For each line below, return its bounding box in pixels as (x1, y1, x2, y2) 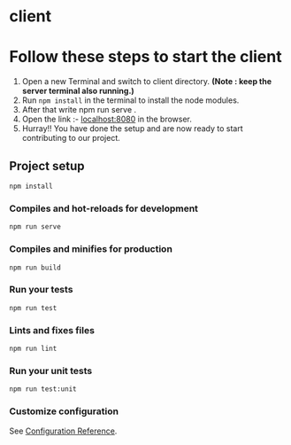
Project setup (9, 158, 86, 174)
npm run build (9, 263, 62, 272)
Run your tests (9, 284, 73, 296)
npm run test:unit (9, 385, 77, 394)
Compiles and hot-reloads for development (9, 202, 199, 215)
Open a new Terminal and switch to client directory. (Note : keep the (21, 76, 272, 87)
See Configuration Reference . (9, 425, 118, 436)
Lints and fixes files (9, 324, 96, 336)
